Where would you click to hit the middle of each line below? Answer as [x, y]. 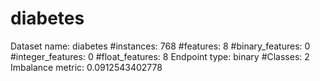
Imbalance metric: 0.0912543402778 [86, 67]
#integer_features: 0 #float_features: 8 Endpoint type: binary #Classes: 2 [160, 56]
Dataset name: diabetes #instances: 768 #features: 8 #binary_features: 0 [160, 46]
